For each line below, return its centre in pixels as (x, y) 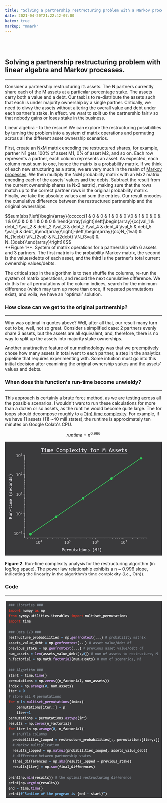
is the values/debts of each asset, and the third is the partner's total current (83, 258)
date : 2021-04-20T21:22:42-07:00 (40, 16)
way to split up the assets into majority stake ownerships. (64, 339)
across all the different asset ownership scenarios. (57, 138)
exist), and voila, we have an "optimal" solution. (54, 294)
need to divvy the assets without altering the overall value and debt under (81, 108)
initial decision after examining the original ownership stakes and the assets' (83, 364)
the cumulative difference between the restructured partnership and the (79, 201)
